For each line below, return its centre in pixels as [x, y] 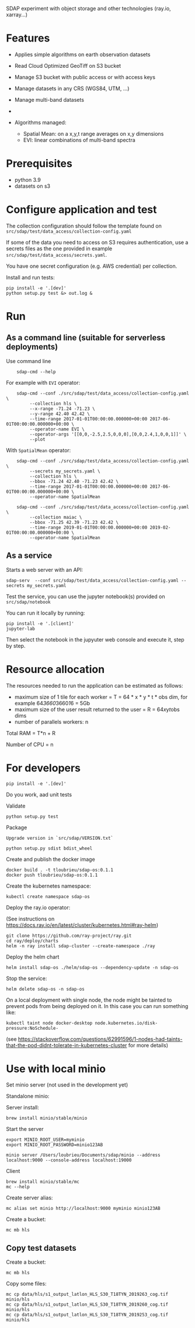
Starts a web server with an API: [45, 570]
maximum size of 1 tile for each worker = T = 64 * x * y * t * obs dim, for [101, 697]
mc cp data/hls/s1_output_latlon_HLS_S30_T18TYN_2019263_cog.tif [87, 1295]
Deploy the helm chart [33, 957]
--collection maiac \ [56, 517]
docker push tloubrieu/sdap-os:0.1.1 [52, 875]
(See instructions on [30, 919]
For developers [43, 768]
